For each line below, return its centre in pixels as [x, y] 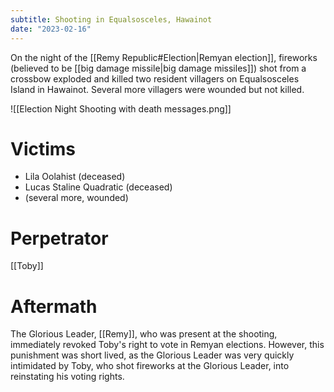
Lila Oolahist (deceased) [75, 177]
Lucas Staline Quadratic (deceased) [98, 187]
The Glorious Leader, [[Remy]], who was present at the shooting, [144, 334]
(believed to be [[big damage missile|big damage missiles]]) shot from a [158, 68]
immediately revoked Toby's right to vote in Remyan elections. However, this [167, 345]
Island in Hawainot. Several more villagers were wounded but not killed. [157, 89]
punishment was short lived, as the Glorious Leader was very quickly [152, 355]
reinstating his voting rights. [67, 377]
